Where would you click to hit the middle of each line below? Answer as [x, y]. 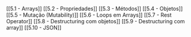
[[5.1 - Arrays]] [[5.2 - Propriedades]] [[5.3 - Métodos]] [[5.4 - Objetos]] [95, 9]
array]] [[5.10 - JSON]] [34, 27]
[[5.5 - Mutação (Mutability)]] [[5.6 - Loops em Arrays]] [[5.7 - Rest [89, 15]
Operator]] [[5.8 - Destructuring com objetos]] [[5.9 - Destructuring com [95, 21]
